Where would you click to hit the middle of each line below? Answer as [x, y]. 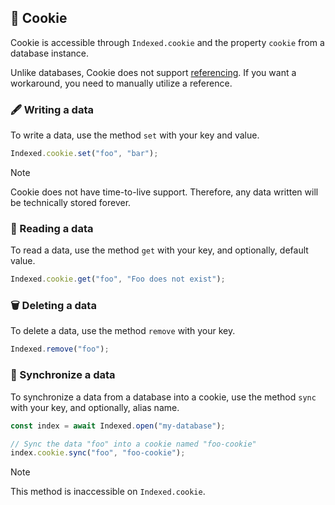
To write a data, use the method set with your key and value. [135, 135]
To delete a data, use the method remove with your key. [123, 331]
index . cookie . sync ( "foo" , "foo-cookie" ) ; [98, 453]
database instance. [50, 53]
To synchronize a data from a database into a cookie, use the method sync [163, 397]
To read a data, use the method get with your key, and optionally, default [159, 250]
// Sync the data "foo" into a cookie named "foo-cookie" [133, 444]
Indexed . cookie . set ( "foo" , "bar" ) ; [84, 154]
